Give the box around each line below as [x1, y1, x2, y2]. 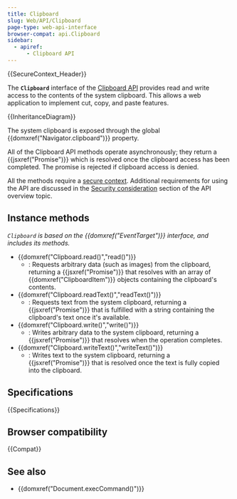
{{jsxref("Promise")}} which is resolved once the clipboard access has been [7, 154, 230, 164]
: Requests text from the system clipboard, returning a [28, 298, 187, 306]
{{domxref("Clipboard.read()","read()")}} [17, 252, 137, 261]
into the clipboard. [28, 366, 82, 374]
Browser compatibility [7, 426, 108, 438]
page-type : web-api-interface [7, 23, 98, 31]
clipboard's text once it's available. [28, 312, 131, 321]
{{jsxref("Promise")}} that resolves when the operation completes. [28, 335, 223, 344]
